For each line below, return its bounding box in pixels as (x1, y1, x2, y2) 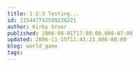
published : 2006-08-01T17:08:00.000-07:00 (7, 29, 133, 37)
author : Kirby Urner (7, 23, 68, 30)
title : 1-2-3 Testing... (7, 10, 80, 17)
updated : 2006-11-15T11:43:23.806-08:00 (7, 36, 127, 43)
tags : (7, 50, 23, 57)
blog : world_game (7, 43, 58, 50)
